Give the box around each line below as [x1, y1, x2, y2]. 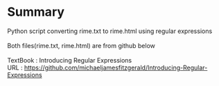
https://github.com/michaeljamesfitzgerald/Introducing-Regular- [24, 63, 208, 72]
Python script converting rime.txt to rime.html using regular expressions [7, 27, 213, 35]
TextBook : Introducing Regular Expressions [7, 56, 132, 64]
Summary [7, 4, 64, 20]
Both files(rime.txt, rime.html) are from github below [7, 41, 156, 50]
